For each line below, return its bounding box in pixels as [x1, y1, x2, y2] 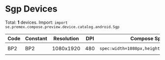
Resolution [53, 35, 80, 42]
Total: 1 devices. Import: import [5, 19, 68, 25]
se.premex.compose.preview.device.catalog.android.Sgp [5, 24, 120, 30]
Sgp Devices [5, 3, 57, 15]
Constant [25, 35, 48, 42]
